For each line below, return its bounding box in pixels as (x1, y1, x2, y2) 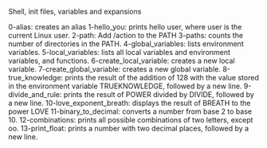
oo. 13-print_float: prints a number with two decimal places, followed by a (8, 123, 249, 133)
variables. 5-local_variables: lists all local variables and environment (8, 48, 231, 56)
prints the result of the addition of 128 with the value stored (65, 73, 259, 82)
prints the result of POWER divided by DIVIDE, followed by (63, 90, 255, 99)
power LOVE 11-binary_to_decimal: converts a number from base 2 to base (8, 107, 253, 116)
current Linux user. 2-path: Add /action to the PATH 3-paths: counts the (8, 31, 244, 40)
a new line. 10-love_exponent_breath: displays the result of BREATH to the (8, 99, 251, 107)
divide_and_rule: (8, 90, 62, 99)
